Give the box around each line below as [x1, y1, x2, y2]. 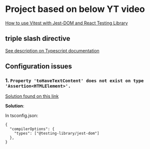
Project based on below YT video [5, 3, 145, 15]
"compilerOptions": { [9, 127, 55, 132]
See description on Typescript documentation [5, 47, 100, 53]
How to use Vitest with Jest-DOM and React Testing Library [5, 20, 128, 26]
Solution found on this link [5, 93, 59, 99]
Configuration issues [5, 62, 72, 71]
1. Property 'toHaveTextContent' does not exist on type [5, 77, 144, 84]
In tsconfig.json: [5, 113, 38, 119]
